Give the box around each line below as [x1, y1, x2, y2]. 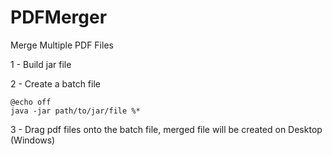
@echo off [10, 97, 52, 107]
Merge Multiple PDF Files [10, 39, 114, 51]
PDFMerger [10, 6, 108, 29]
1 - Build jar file [10, 58, 72, 70]
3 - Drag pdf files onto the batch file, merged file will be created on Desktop [10, 123, 323, 135]
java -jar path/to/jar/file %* [10, 106, 141, 116]
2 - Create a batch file [10, 77, 101, 90]
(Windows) [10, 134, 56, 146]
